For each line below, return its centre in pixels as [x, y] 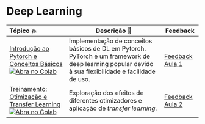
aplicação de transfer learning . [113, 108]
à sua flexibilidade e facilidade [112, 71]
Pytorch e [23, 56]
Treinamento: [28, 89]
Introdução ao [30, 48]
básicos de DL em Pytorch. [108, 48]
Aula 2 [174, 104]
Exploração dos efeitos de [106, 93]
